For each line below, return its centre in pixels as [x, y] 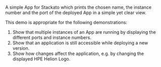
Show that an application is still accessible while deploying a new [80, 43]
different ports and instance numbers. [52, 38]
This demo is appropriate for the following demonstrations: [66, 22]
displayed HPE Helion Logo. [41, 59]
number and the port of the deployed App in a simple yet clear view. [76, 13]
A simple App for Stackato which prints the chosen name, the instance [78, 7]
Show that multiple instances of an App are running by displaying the [84, 32]
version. [21, 48]
